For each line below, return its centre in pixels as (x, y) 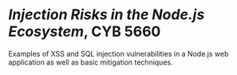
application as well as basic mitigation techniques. (91, 62)
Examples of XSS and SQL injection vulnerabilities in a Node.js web (118, 53)
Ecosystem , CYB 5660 (85, 32)
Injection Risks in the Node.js (107, 15)
